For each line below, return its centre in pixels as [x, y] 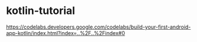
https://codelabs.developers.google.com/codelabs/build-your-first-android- [98, 27]
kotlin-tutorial [41, 11]
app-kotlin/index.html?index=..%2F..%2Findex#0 [66, 33]
